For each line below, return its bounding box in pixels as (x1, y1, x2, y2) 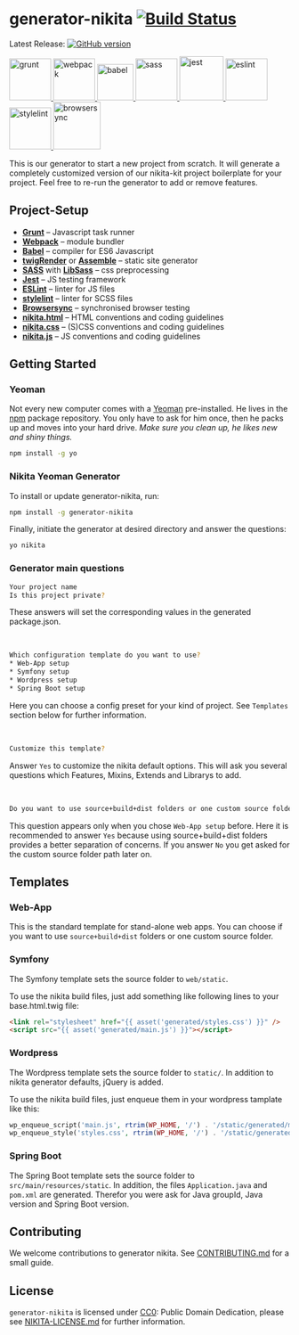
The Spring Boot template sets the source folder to (9, 1170, 196, 1181)
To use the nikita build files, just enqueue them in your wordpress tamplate (9, 1093, 283, 1104)
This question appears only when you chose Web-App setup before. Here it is (9, 820, 289, 831)
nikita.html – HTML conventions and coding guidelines (21, 312, 224, 323)
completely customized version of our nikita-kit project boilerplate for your (9, 168, 282, 178)
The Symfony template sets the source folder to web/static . (9, 973, 229, 984)
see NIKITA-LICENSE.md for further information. (9, 1316, 186, 1327)
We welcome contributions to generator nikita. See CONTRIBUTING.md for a (9, 1248, 289, 1258)
